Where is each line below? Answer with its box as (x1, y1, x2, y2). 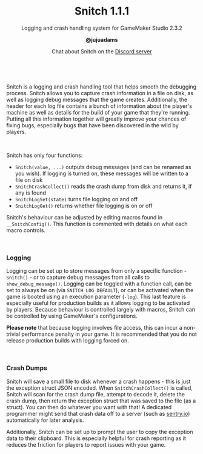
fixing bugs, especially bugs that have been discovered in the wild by (6, 121, 179, 129)
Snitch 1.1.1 (75, 4, 129, 18)
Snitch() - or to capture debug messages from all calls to (6, 274, 150, 281)
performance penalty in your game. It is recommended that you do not (21, 330, 197, 338)
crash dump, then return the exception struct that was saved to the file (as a (6, 397, 196, 404)
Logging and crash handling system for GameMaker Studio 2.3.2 (21, 24, 183, 32)
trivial (6, 330, 20, 338)
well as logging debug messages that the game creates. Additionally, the (6, 96, 188, 103)
